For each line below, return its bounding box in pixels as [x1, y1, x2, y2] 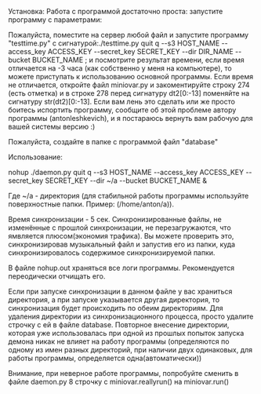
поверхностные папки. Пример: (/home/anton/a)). [8, 199, 175, 209]
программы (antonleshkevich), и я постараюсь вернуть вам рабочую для [8, 114, 253, 122]
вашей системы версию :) [8, 122, 96, 131]
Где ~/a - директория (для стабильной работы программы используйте [8, 192, 249, 200]
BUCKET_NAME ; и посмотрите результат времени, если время [31, 55, 245, 64]
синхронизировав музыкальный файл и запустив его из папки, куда [8, 239, 236, 249]
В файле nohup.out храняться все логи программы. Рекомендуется [8, 263, 235, 272]
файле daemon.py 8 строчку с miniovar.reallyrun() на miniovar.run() [8, 377, 230, 386]
